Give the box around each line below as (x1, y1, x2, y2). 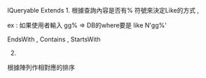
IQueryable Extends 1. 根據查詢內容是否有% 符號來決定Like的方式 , (7, 6, 200, 14)
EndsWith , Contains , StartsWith (7, 35, 101, 44)
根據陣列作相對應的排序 (7, 63, 75, 72)
